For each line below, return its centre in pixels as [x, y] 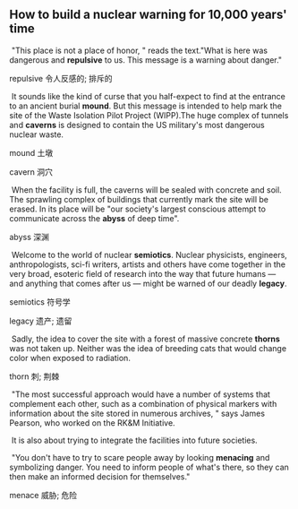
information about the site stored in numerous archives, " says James [137, 413]
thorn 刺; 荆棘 [34, 376]
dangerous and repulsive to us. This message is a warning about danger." [146, 60]
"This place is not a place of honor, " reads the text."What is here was [140, 50]
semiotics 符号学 [40, 302]
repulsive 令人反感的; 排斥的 [61, 78]
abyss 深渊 [29, 237]
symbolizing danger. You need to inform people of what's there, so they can [149, 467]
